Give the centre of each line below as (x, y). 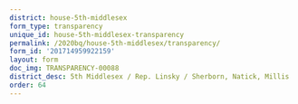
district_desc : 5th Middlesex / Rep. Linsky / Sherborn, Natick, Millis (149, 77)
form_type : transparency (56, 26)
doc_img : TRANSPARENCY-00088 (64, 69)
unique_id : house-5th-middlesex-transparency (96, 34)
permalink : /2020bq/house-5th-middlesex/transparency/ (115, 43)
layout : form (34, 60)
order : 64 (28, 85)
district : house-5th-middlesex (68, 18)
